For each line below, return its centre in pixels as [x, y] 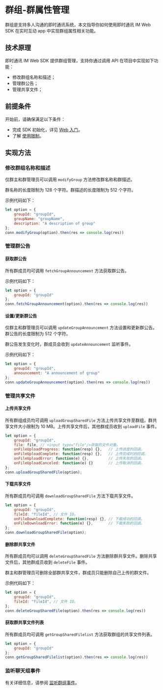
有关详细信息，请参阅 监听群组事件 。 [42, 682]
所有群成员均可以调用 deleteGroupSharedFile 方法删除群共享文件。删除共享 [81, 556]
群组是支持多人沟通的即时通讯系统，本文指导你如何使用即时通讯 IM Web [78, 25]
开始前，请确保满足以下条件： [35, 119]
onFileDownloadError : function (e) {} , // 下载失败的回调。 [79, 523]
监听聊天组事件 [23, 671]
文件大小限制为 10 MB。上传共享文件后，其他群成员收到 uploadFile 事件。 [84, 426]
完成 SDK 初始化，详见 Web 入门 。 [47, 129]
